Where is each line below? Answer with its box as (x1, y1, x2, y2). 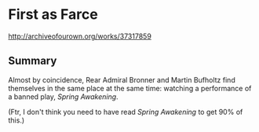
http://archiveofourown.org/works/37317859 (8, 31, 151, 41)
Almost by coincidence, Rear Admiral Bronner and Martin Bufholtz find (8, 75, 235, 84)
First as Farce (8, 5, 98, 24)
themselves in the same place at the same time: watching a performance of (8, 83, 252, 93)
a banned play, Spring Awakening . (8, 92, 119, 101)
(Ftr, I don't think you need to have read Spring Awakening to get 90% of (8, 107, 243, 116)
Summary (8, 54, 57, 68)
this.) (8, 115, 25, 125)
